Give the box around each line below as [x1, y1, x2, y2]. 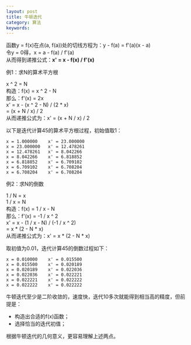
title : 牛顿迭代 [6, 14, 42, 20]
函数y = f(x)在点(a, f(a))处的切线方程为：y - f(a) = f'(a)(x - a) [6, 42, 151, 49]
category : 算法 [6, 19, 41, 25]
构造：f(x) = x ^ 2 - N [6, 87, 57, 94]
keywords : [6, 25, 30, 31]
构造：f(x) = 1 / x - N [6, 206, 55, 213]
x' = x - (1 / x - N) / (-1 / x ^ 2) [6, 219, 77, 226]
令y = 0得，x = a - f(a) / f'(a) [6, 49, 75, 56]
